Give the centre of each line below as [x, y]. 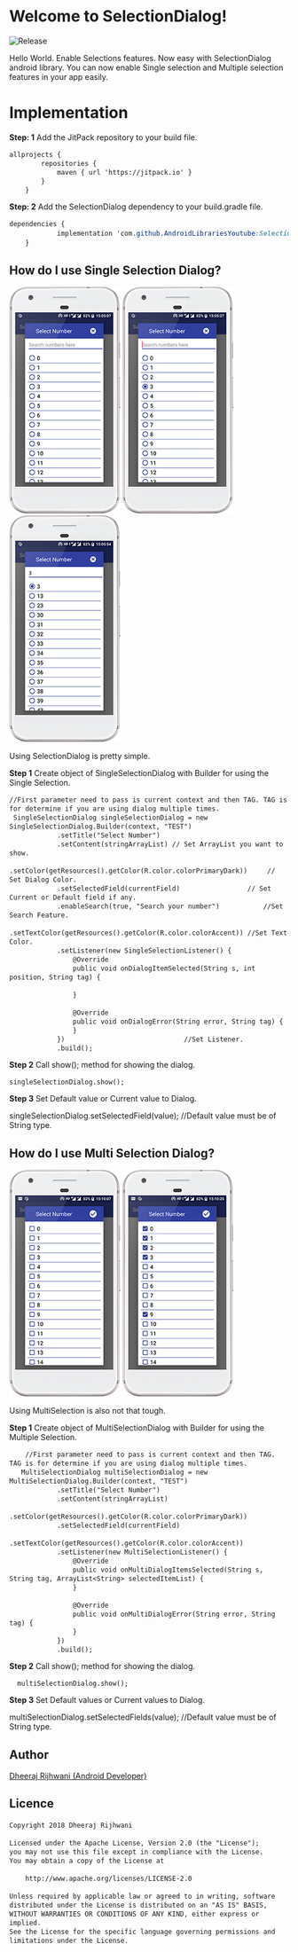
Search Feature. [39, 915]
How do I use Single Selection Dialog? [115, 270]
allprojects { [35, 154]
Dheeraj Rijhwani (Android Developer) [78, 1776]
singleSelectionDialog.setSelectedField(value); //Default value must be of [143, 1116]
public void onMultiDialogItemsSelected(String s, [168, 1570]
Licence [32, 1803]
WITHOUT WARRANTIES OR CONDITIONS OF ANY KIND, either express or [134, 1914]
